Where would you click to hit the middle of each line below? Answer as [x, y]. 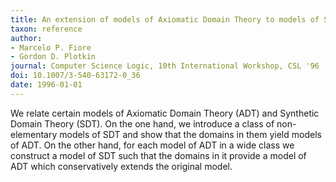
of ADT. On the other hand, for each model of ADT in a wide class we [152, 145]
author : [26, 38]
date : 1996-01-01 [46, 85]
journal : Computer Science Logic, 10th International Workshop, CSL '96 [165, 66]
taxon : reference [46, 29]
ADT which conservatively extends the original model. [121, 166]
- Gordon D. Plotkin [53, 57]
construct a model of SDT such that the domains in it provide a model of [158, 155]
